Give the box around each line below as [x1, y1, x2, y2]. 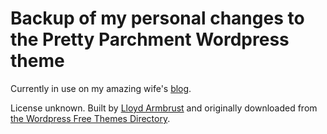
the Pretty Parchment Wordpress [10, 28, 290, 51]
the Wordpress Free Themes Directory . [10, 112, 171, 124]
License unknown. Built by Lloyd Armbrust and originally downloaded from [10, 102, 318, 114]
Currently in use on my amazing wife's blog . [10, 82, 192, 94]
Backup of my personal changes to [10, 7, 305, 30]
